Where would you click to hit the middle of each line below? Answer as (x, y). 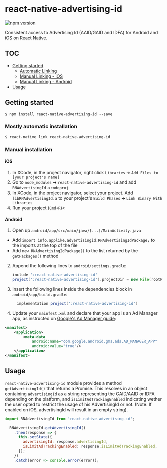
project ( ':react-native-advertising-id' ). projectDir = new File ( (82, 280)
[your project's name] (36, 177)
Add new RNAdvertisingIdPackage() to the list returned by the (75, 251)
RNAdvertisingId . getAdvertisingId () (48, 428)
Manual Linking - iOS (41, 76)
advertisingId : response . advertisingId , (66, 442)
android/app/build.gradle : (40, 294)
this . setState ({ (35, 437)
